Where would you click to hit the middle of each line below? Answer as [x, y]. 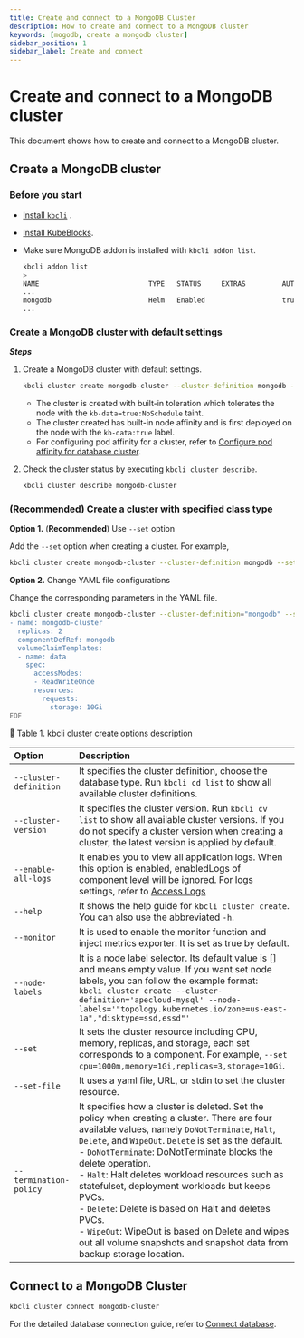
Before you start [46, 195]
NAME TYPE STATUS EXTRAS [134, 283]
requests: [60, 698]
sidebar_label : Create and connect [76, 52]
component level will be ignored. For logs [166, 879]
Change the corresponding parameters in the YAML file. [114, 598]
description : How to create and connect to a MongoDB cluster [129, 26]
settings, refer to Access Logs [142, 891]
